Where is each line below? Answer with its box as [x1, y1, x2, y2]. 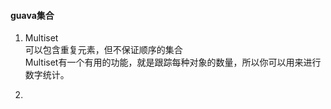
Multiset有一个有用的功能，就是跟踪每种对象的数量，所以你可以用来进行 [24, 56, 322, 69]
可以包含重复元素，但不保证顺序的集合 [24, 44, 183, 56]
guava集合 [10, 9, 55, 21]
